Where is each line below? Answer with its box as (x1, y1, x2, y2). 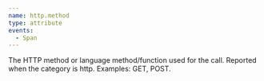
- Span (15, 33, 38, 42)
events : (8, 26, 34, 34)
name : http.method (8, 11, 70, 20)
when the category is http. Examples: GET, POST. (8, 64, 171, 74)
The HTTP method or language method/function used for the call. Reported (8, 56, 258, 65)
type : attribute (8, 19, 62, 27)
